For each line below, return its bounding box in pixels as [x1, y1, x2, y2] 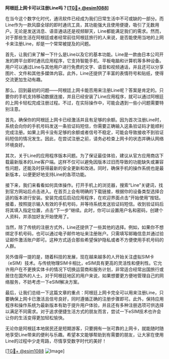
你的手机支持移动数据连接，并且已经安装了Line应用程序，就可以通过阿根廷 [9, 94, 164, 100]
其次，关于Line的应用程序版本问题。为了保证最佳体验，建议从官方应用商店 [5, 153, 159, 158]
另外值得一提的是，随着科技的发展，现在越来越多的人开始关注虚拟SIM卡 [5, 254, 154, 259]
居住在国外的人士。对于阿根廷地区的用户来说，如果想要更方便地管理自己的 [5, 273, 159, 279]
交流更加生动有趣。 [5, 76, 45, 82]
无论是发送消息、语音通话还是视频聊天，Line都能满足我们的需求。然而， [14, 28, 164, 34]
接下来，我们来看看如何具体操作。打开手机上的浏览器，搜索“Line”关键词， [5, 182, 159, 188]
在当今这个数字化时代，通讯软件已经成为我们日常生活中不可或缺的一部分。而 [5, 16, 164, 22]
